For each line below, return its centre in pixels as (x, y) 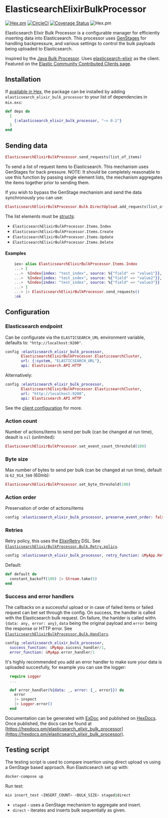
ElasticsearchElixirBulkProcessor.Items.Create (63, 232)
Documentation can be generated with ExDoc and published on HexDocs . (81, 718)
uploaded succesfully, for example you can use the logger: (66, 667)
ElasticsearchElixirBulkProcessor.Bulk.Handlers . (57, 634)
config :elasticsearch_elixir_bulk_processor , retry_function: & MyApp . (81, 556)
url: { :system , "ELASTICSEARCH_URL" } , (61, 361)
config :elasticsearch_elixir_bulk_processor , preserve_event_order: (79, 517)
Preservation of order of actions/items (44, 508)
